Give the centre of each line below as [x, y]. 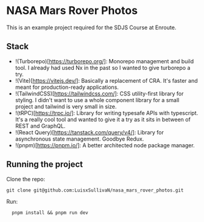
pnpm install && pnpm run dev [50, 213]
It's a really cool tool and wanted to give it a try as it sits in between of [103, 119]
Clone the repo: [26, 179]
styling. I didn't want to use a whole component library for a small [97, 100]
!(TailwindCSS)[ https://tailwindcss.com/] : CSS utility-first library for [99, 93]
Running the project [45, 165]
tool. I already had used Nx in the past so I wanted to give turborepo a [103, 68]
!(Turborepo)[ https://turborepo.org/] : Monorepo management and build [104, 61]
